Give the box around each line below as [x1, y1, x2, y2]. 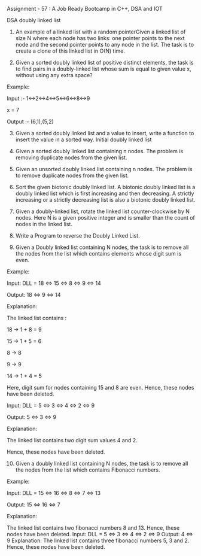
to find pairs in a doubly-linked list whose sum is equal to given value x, [15, 65, 191, 72]
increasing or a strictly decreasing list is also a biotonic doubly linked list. [15, 196, 196, 203]
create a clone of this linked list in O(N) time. [15, 47, 125, 54]
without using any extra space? [15, 72, 93, 78]
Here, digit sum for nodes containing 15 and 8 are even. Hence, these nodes [7, 384, 194, 391]
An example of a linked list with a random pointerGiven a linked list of [15, 28, 186, 35]
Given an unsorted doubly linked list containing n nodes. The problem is [15, 166, 193, 172]
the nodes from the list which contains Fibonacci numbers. [15, 466, 160, 473]
